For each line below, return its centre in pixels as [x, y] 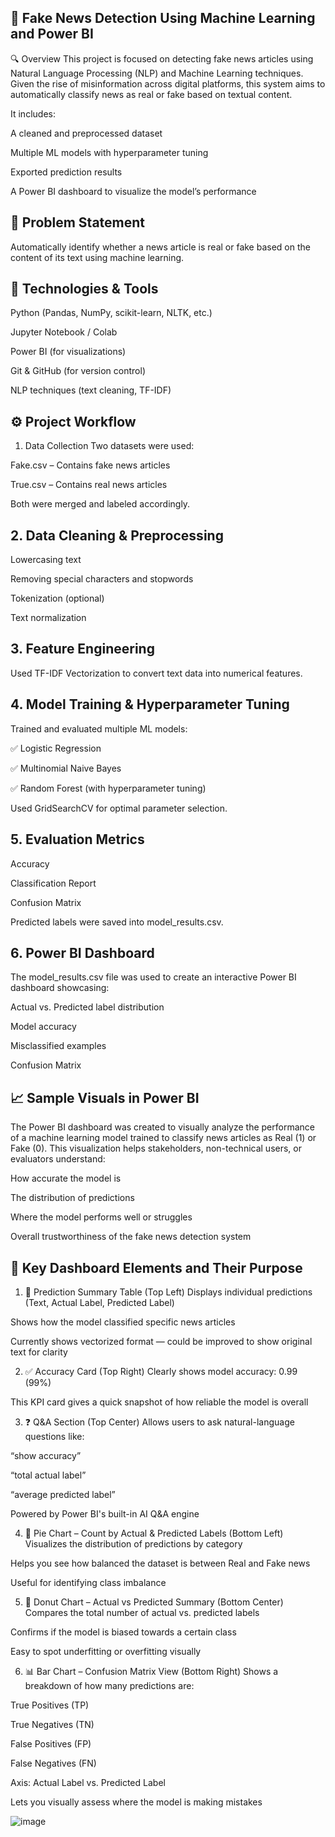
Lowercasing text [46, 560]
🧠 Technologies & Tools [84, 289]
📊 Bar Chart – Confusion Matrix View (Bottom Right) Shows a [151, 1671]
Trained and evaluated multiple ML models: [99, 728]
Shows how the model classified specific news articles [123, 1322]
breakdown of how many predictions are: [109, 1685]
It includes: [33, 113]
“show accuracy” [46, 1455]
